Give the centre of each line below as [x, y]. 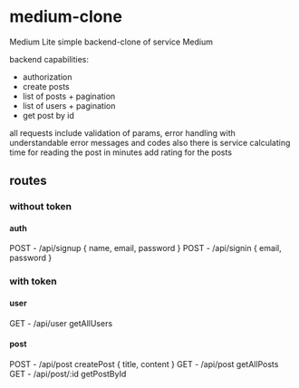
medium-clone [66, 17]
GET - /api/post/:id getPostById [68, 373]
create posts [46, 86]
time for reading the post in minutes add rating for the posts [121, 152]
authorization [47, 77]
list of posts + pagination [69, 96]
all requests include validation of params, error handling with [122, 132]
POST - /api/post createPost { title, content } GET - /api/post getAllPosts [144, 364]
